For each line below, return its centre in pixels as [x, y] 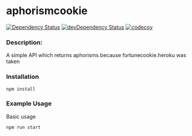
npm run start [24, 127]
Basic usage [21, 117]
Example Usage [29, 104]
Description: [24, 42]
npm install [21, 89]
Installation [23, 77]
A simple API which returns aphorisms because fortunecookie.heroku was [96, 55]
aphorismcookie [47, 11]
